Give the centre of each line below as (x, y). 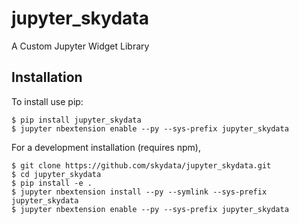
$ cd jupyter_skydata (56, 174)
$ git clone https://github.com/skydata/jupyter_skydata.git (141, 165)
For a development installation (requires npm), (106, 147)
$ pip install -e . (52, 183)
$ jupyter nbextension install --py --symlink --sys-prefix (139, 192)
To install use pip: (47, 101)
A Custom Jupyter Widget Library (80, 46)
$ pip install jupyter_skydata (76, 120)
